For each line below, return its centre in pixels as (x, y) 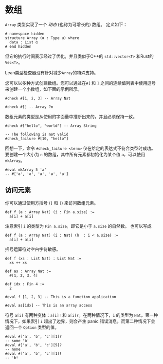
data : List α (24, 42)
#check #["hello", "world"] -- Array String (51, 126)
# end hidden (18, 46)
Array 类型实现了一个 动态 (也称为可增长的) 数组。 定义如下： (66, 24)
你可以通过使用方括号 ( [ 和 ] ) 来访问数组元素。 (52, 202)
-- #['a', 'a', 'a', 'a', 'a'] (37, 174)
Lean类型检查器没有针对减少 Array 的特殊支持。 (52, 72)
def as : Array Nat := (28, 271)
